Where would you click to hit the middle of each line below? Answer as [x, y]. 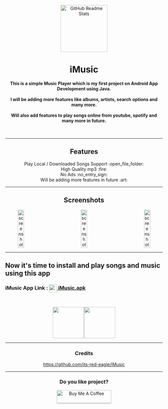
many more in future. [84, 121]
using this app [28, 273]
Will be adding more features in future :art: [84, 180]
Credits [84, 353]
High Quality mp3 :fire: [84, 169]
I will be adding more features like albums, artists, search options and [84, 99]
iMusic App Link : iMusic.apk [45, 288]
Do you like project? [84, 382]
